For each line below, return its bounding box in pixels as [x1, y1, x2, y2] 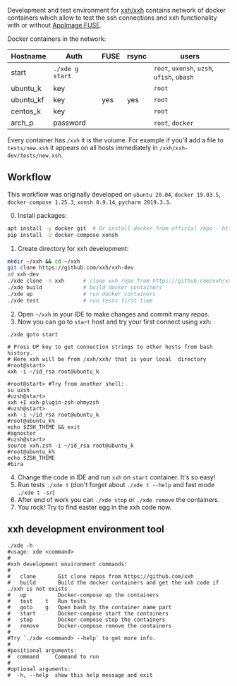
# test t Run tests [7, 597, 87, 605]
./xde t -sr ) [17, 488, 55, 496]
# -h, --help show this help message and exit [7, 671, 153, 679]
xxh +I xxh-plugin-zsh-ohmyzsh [7, 398, 99, 406]
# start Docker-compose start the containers [7, 610, 169, 617]
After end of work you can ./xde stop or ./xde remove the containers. [17, 495, 220, 503]
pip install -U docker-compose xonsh [7, 231, 119, 238]
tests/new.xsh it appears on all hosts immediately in [7, 144, 159, 152]
